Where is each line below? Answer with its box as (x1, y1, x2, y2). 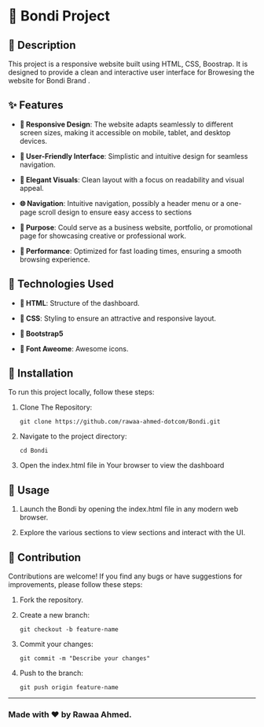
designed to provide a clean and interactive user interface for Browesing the (8, 68, 255, 77)
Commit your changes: (19, 640, 93, 649)
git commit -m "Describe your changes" (19, 655, 151, 663)
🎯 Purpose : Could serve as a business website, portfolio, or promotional (19, 222, 253, 232)
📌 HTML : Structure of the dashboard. (19, 298, 140, 307)
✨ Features (8, 98, 64, 112)
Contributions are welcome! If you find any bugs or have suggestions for (8, 571, 243, 581)
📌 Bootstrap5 (19, 329, 64, 338)
